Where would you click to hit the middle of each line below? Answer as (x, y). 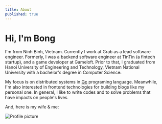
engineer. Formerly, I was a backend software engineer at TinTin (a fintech (80, 57)
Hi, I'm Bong (30, 38)
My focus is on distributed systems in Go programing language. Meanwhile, (81, 82)
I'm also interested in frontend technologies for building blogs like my (75, 87)
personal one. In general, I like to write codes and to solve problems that (78, 92)
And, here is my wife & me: (32, 107)
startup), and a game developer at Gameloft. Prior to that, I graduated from (80, 62)
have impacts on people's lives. (37, 98)
